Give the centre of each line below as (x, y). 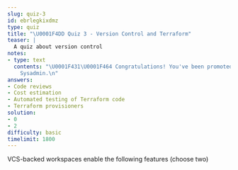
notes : (17, 54)
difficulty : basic (34, 132)
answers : (20, 80)
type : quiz (23, 27)
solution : (22, 113)
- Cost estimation (34, 93)
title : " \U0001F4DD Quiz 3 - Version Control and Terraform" (100, 34)
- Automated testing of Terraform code (66, 100)
